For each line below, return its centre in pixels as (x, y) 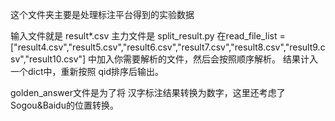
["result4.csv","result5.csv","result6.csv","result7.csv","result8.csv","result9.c (168, 47)
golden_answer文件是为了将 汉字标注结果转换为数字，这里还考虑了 (148, 92)
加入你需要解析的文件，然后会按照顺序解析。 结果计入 (207, 59)
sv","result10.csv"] (48, 59)
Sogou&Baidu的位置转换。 (64, 105)
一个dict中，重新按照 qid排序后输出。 (87, 71)
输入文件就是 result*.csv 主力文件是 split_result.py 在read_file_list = (148, 36)
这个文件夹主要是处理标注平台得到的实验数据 (102, 14)
